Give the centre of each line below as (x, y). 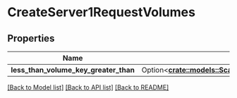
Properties (31, 38)
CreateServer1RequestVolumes (102, 12)
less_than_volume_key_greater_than (73, 70)
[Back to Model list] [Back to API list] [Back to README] (88, 87)
